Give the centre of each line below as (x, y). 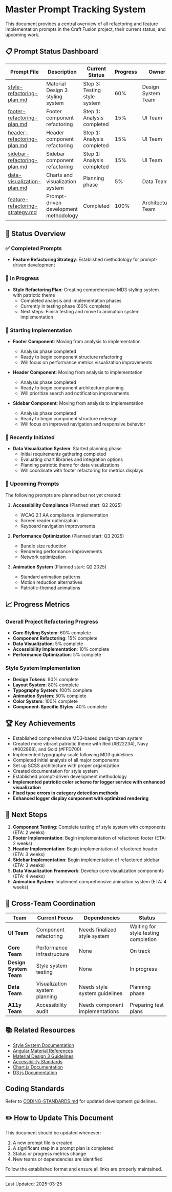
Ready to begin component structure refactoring (71, 357)
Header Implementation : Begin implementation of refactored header (85, 849)
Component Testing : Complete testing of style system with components (89, 827)
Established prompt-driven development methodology (70, 777)
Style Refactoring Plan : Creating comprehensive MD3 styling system (86, 290)
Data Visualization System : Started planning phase (67, 449)
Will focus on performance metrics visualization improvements (86, 362)
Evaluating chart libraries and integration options (72, 459)
